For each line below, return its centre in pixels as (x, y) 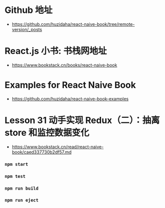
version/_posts (27, 29)
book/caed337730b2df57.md (42, 152)
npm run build (22, 188)
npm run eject (22, 200)
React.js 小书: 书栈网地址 (56, 51)
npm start (16, 164)
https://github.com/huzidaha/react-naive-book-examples (70, 99)
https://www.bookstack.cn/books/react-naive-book (64, 65)
